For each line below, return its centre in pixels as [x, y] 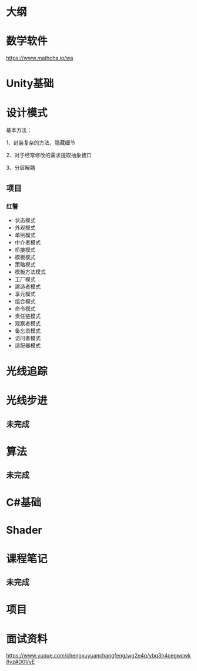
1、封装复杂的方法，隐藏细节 [41, 143]
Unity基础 [30, 84]
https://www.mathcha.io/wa [40, 58]
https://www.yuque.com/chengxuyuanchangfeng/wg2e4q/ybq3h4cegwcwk [98, 656]
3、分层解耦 [21, 168]
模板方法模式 [30, 272]
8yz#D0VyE [21, 662]
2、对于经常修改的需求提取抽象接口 [49, 155]
